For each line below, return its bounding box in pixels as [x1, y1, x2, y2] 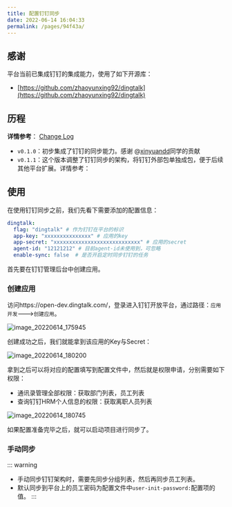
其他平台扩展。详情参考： [17, 164, 90, 172]
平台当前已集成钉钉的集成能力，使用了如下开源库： [7, 70, 153, 78]
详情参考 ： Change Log [7, 132, 75, 140]
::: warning [7, 460, 38, 469]
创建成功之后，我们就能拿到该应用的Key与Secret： [7, 337, 152, 346]
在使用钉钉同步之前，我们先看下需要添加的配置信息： [7, 206, 159, 214]
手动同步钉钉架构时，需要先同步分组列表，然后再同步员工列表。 [17, 475, 199, 483]
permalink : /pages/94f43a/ [7, 23, 85, 30]
